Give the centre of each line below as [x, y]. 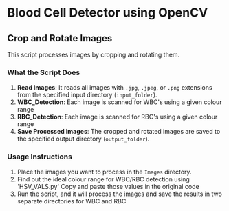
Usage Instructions [40, 157]
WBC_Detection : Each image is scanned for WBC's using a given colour [119, 102]
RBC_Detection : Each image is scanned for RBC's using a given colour [117, 117]
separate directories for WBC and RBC [72, 201]
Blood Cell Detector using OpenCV [108, 13]
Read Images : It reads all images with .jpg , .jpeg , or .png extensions [115, 88]
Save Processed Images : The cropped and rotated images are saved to [119, 132]
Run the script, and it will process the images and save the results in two [119, 194]
